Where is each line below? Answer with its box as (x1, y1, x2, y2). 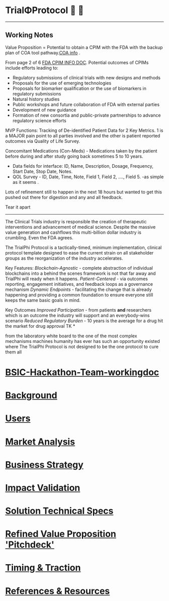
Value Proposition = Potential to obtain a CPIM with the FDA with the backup (5, 44, 163, 50)
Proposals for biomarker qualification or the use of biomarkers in (12, 85, 147, 91)
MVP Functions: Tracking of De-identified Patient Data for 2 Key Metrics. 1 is (5, 127, 163, 133)
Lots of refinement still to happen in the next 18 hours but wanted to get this (5, 189, 162, 195)
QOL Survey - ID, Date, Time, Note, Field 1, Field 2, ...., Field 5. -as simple (12, 174, 164, 180)
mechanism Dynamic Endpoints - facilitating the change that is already (5, 286, 152, 292)
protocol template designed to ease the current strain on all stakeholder (5, 249, 154, 256)
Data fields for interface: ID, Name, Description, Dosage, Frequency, (12, 163, 153, 169)
